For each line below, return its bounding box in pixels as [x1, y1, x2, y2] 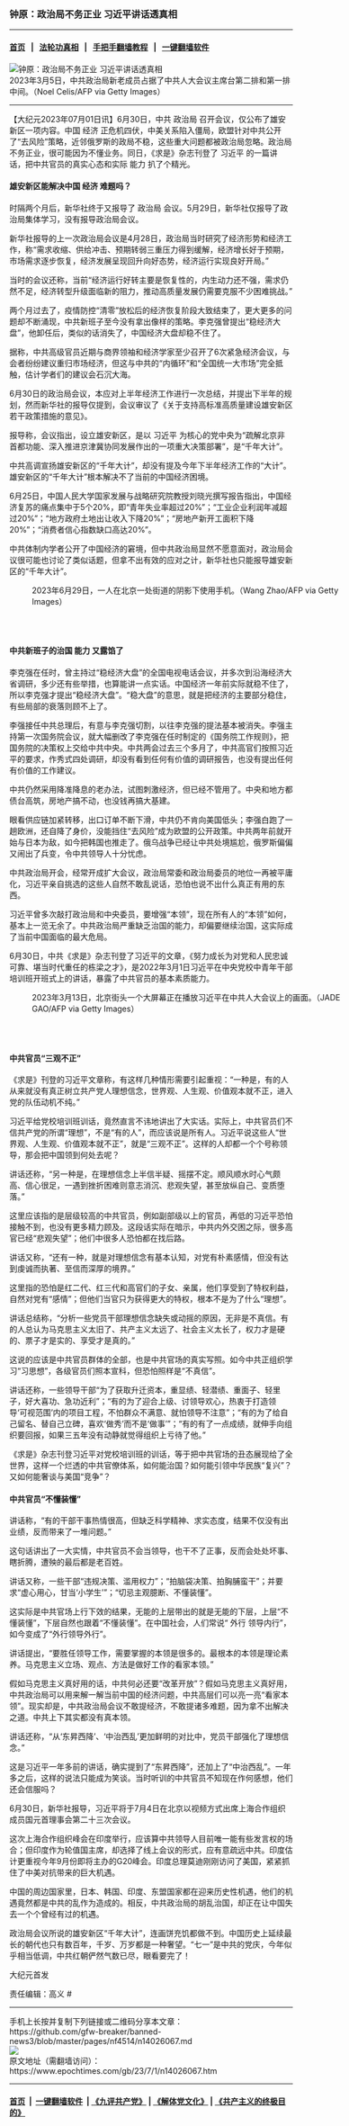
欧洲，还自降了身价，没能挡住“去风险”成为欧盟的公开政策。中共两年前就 [16, 825, 285, 836]
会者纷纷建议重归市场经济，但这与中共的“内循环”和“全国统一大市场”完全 [9, 357, 276, 368]
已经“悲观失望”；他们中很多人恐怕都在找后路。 [16, 1233, 191, 1243]
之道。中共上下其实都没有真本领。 [9, 1712, 136, 1723]
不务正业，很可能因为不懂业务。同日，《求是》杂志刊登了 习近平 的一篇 [9, 147, 270, 158]
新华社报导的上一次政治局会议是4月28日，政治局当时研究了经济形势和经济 [9, 232, 285, 244]
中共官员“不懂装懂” [9, 1494, 82, 1504]
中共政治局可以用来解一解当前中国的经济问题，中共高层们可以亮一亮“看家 [9, 1690, 282, 1700]
